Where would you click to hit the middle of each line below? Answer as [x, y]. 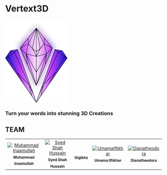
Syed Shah [57, 160]
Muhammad [24, 157]
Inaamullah [24, 164]
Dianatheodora [144, 160]
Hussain [58, 166]
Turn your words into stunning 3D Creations [59, 113]
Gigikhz [81, 158]
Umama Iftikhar [108, 160]
